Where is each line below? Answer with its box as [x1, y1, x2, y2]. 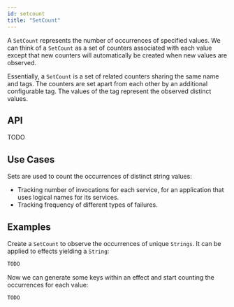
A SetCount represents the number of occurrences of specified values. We [7, 36, 221, 44]
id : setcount [7, 10, 45, 18]
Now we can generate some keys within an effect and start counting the [7, 273, 214, 281]
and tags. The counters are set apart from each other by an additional [7, 79, 208, 88]
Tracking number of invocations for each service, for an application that [17, 186, 224, 194]
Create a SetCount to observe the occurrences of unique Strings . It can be [7, 239, 221, 247]
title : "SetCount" [7, 17, 61, 24]
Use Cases [7, 153, 55, 165]
